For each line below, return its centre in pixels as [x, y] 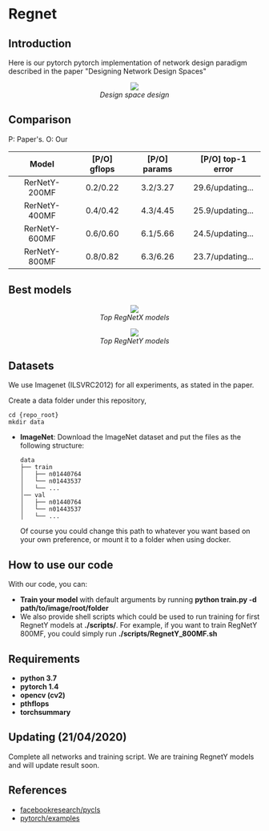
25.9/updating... [223, 211]
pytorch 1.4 [39, 687]
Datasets [31, 366]
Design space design [134, 94]
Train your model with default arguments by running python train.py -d [139, 600]
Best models [40, 290]
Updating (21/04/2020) [68, 737]
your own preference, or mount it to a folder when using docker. [125, 540]
